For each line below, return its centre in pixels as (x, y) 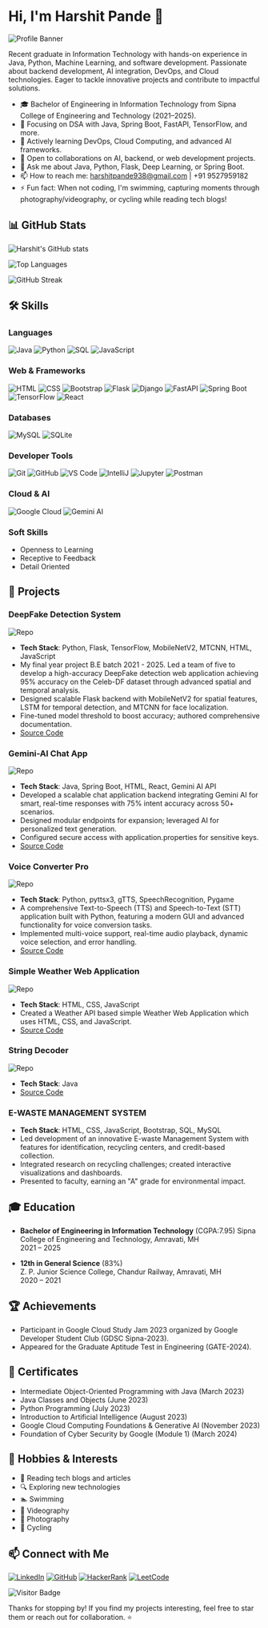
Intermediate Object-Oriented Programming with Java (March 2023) (132, 1391)
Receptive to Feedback (58, 558)
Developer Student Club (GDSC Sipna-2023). (94, 1338)
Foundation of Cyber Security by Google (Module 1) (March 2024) (128, 1433)
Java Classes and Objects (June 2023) (84, 1400)
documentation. (46, 724)
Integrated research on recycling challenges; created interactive (126, 1164)
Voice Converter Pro (49, 866)
